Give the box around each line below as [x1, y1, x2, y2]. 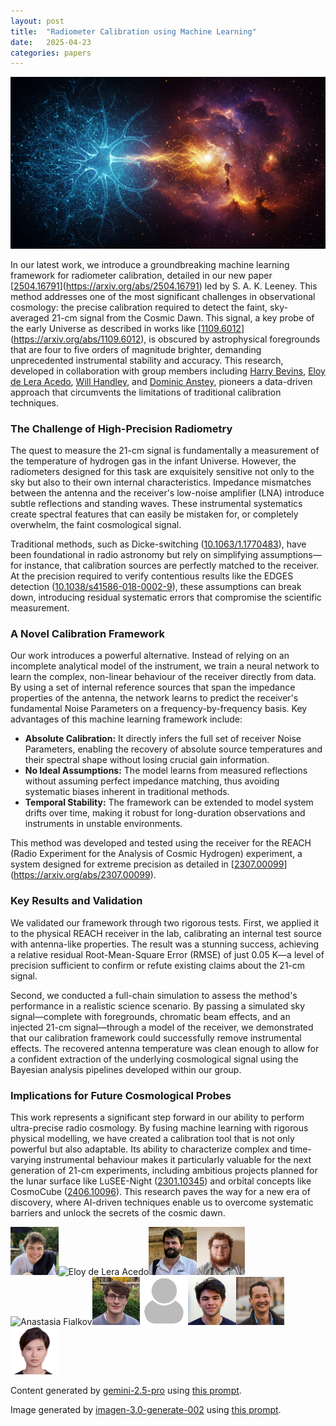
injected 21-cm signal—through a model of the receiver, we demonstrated [10, 1021, 314, 1033]
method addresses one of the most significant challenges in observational [10, 290, 316, 302]
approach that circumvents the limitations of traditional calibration [10, 386, 282, 398]
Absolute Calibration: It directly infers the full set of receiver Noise [24, 733, 302, 745]
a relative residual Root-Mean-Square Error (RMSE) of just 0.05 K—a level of [10, 948, 325, 960]
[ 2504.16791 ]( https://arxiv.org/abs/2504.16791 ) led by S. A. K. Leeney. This [10, 280, 318, 292]
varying [10, 1154, 42, 1166]
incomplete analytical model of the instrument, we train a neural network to [10, 660, 320, 672]
